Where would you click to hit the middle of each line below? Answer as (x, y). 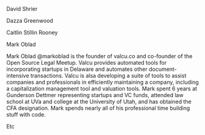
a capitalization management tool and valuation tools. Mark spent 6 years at (102, 89)
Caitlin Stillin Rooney (32, 32)
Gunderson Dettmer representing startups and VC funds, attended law (95, 95)
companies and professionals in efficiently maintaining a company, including (102, 82)
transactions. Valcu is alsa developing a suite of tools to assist (108, 75)
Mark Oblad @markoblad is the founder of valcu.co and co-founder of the (99, 56)
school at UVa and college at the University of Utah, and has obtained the (99, 101)
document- (163, 69)
